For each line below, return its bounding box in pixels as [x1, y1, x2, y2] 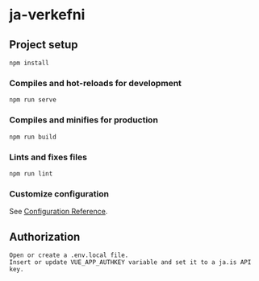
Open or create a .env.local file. [9, 251, 129, 259]
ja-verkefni [9, 6, 86, 24]
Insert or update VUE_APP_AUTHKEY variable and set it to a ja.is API [9, 258, 252, 267]
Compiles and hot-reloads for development [9, 77, 182, 89]
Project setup [9, 38, 79, 52]
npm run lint [9, 169, 53, 178]
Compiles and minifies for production [9, 114, 158, 126]
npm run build [9, 133, 57, 141]
